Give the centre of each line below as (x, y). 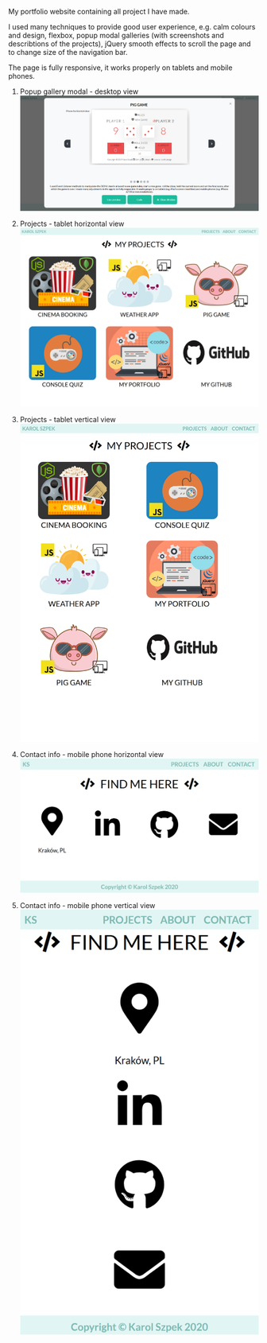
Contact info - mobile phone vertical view (87, 905)
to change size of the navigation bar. (68, 52)
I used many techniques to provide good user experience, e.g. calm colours (132, 27)
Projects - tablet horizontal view (72, 223)
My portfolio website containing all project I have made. (99, 12)
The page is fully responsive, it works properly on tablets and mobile (120, 68)
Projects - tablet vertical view (68, 420)
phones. (22, 76)
